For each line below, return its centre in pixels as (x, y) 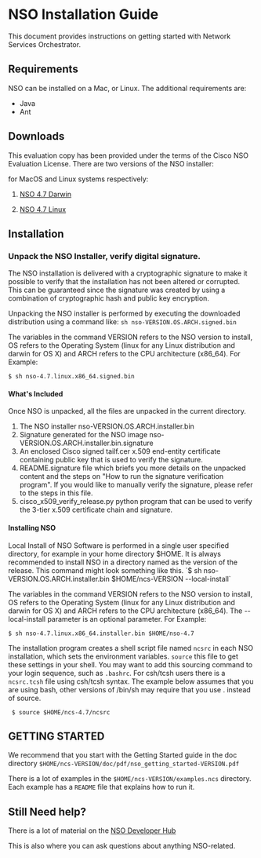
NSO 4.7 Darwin (45, 194)
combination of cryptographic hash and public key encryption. (109, 298)
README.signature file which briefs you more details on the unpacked (132, 468)
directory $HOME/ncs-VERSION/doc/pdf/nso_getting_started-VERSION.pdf (124, 764)
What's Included (36, 393)
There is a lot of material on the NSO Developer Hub (92, 831)
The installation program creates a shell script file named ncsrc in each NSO (130, 648)
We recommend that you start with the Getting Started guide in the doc (123, 755)
